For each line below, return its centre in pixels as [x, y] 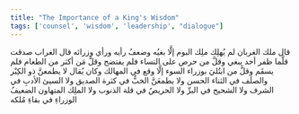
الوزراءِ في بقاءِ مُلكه [44, 99]
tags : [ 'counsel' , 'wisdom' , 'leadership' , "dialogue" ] [117, 26]
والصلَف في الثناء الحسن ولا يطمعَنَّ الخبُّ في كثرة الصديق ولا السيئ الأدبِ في [139, 80]
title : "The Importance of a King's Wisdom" [95, 18]
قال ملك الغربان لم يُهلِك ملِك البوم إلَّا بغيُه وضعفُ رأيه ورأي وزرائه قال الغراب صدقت [150, 51]
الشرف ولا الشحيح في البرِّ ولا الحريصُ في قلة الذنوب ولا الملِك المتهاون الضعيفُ [142, 90]
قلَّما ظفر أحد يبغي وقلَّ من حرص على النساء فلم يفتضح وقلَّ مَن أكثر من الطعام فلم [149, 61]
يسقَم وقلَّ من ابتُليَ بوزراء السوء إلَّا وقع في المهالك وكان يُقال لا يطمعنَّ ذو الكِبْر [142, 70]
